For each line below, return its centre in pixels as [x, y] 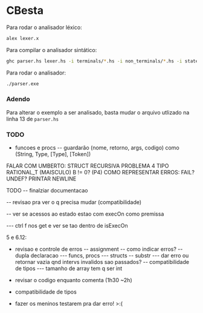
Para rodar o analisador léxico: [44, 27]
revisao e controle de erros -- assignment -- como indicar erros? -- [99, 249]
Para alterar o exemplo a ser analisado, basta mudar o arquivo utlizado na [98, 112]
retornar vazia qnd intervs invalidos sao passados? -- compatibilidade [102, 262]
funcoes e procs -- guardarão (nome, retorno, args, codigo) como [97, 148]
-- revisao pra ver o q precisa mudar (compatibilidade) [74, 202]
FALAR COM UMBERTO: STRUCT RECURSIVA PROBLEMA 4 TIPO [88, 166]
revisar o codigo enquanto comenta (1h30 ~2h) [73, 280]
